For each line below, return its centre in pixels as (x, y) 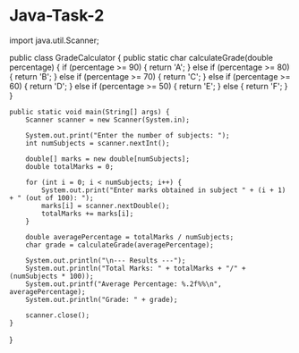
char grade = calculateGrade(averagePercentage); (120, 245)
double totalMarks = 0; (70, 166)
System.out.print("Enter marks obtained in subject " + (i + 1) (164, 190)
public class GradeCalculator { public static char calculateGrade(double (141, 57)
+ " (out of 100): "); (51, 198)
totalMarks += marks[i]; (88, 214)
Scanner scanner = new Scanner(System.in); (108, 120)
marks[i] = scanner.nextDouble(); (106, 206)
